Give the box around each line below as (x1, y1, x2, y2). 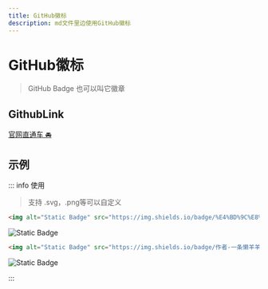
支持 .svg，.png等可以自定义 (27, 197, 122, 208)
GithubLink (8, 107, 65, 121)
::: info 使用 (8, 180, 45, 190)
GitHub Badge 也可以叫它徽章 (27, 84, 125, 93)
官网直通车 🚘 (8, 129, 52, 140)
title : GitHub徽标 (8, 11, 67, 20)
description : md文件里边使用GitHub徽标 (8, 19, 132, 27)
